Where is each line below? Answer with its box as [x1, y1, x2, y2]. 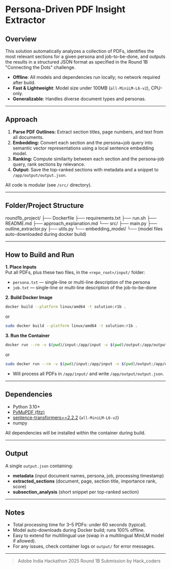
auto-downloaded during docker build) [5, 231, 87, 237]
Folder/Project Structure [5, 201, 84, 210]
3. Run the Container [5, 333, 50, 339]
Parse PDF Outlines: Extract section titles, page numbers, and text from [12, 129, 164, 135]
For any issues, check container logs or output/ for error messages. [12, 543, 155, 550]
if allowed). [12, 538, 37, 544]
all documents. [12, 134, 44, 140]
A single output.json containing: [5, 463, 73, 469]
